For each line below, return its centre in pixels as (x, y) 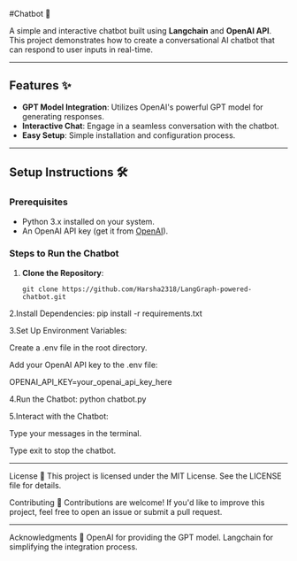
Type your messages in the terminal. (76, 433)
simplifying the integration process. (74, 546)
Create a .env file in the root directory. (78, 347)
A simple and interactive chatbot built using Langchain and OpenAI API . (141, 31)
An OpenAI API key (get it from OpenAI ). (95, 231)
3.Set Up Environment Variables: (68, 330)
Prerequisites (38, 202)
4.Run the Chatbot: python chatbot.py (78, 399)
